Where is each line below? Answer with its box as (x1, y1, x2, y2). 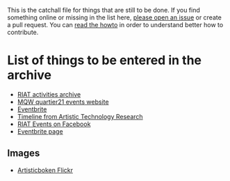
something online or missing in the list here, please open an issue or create (7, 13, 222, 22)
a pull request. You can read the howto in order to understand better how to (7, 21, 224, 29)
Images (7, 148, 40, 159)
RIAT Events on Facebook (17, 120, 91, 128)
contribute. (7, 28, 39, 36)
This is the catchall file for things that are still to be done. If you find (7, 6, 200, 14)
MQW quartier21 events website (17, 97, 109, 106)
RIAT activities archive (17, 90, 81, 98)
